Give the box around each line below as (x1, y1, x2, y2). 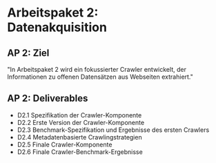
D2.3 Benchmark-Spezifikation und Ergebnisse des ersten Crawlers (17, 126, 210, 134)
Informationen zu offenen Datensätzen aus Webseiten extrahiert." (7, 73, 193, 81)
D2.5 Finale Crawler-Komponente (17, 140, 112, 148)
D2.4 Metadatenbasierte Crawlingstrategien (17, 133, 143, 141)
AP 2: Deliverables (7, 93, 88, 104)
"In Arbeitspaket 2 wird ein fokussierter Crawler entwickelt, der (7, 66, 186, 73)
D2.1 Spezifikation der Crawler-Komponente (17, 111, 142, 119)
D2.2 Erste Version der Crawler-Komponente (17, 118, 145, 126)
